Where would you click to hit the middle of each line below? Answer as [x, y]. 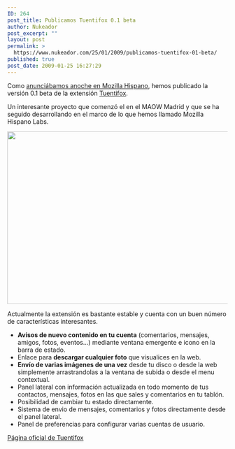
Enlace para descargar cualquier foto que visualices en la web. [109, 357]
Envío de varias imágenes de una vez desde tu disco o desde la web [117, 364]
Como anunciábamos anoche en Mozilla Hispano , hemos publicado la [108, 85]
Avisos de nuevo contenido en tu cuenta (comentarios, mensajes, [113, 335]
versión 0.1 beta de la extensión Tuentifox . [67, 93]
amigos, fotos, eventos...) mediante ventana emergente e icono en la [116, 342]
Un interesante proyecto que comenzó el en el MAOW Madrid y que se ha [113, 106]
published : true [31, 59]
